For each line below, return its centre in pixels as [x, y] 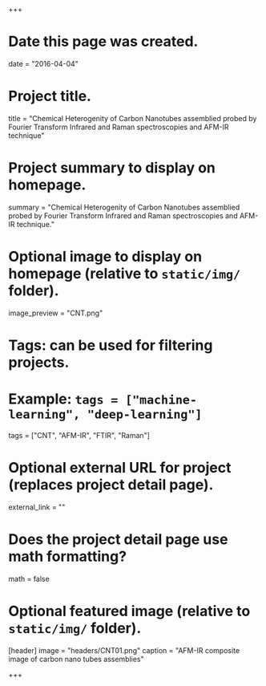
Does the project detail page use [118, 539]
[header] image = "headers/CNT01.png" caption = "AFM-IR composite [124, 650]
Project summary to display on [112, 168]
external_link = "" [37, 507]
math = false [29, 578]
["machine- [161, 400]
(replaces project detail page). [111, 485]
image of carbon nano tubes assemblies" [76, 659]
